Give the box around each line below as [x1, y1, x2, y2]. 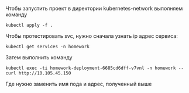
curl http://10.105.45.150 [5, 70, 71, 76]
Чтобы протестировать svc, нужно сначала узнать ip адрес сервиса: [5, 33, 178, 40]
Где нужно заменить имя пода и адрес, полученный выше [5, 81, 152, 87]
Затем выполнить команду [5, 54, 73, 60]
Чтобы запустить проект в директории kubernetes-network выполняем [5, 5, 183, 12]
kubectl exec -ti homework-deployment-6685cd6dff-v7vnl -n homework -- [5, 65, 184, 71]
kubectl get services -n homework [5, 44, 90, 49]
